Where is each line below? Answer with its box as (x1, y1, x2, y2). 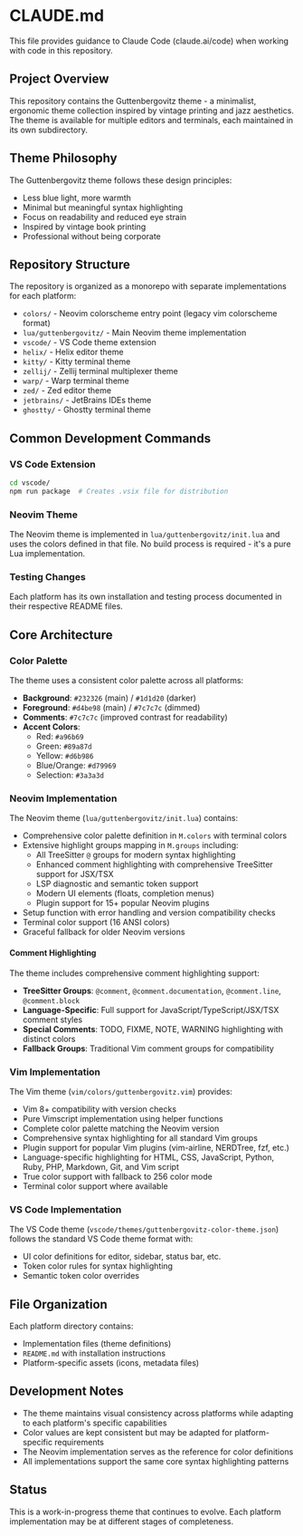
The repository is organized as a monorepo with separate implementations (9, 281, 287, 292)
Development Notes (9, 1384, 124, 1399)
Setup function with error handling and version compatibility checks (22, 907, 276, 918)
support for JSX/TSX (35, 869, 115, 880)
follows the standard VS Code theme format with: (9, 1233, 194, 1244)
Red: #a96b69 (35, 731, 84, 742)
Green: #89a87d (35, 740, 92, 752)
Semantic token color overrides (22, 1270, 140, 1281)
